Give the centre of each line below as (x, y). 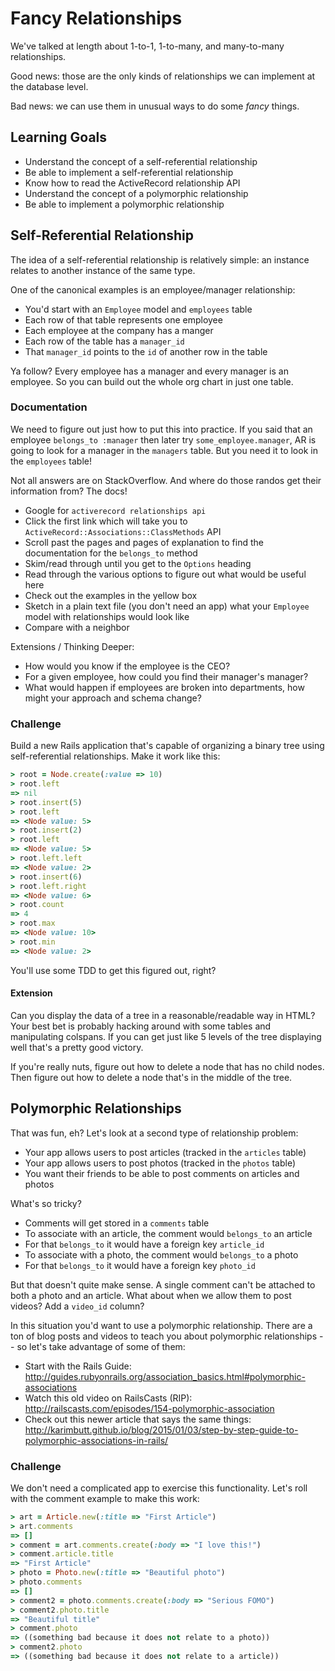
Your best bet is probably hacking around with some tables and (141, 1026)
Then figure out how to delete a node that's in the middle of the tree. (151, 1077)
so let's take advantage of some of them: (101, 1346)
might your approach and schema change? (113, 698)
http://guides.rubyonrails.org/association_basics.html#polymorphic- (165, 1376)
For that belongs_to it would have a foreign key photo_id (140, 1265)
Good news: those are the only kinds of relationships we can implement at (163, 76)
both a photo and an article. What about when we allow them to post (151, 1295)
